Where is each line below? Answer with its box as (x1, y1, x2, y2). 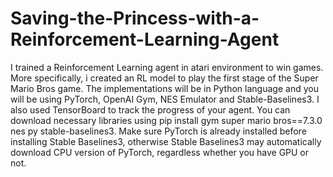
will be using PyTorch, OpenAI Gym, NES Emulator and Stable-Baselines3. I (10, 93, 320, 105)
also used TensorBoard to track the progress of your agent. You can (10, 103, 291, 116)
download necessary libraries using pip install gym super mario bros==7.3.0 (10, 114, 323, 126)
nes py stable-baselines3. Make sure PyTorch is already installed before (10, 125, 307, 137)
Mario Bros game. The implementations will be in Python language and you (10, 82, 319, 94)
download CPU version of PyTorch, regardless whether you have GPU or (10, 146, 310, 158)
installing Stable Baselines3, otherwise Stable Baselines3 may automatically (10, 135, 322, 147)
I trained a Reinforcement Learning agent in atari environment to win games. (10, 61, 324, 73)
